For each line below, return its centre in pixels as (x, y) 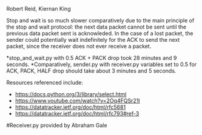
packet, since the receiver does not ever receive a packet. (79, 46)
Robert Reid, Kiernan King (39, 9)
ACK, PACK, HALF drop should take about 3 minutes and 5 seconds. (91, 71)
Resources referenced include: (45, 82)
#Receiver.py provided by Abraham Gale (57, 125)
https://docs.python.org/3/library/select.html (71, 94)
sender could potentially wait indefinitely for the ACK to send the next (93, 40)
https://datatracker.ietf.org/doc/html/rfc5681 (70, 107)
